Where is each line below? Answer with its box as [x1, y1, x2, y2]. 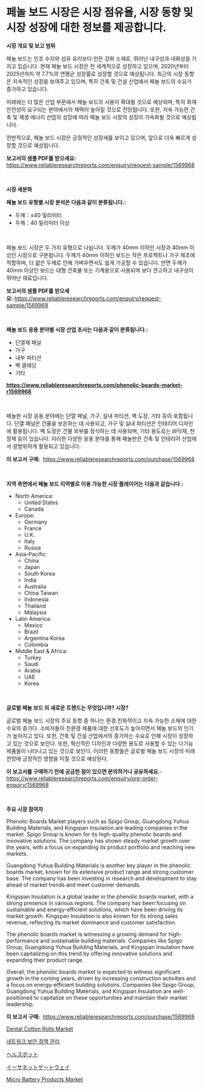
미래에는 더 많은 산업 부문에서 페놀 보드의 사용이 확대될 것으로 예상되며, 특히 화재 [6, 98, 197, 105]
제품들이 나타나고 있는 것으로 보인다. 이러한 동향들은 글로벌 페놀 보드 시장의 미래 [6, 747, 196, 755]
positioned [6, 994, 33, 1001]
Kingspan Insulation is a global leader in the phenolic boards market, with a [6, 893, 194, 900]
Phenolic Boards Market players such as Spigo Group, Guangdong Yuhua [6, 817, 189, 825]
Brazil [24, 627, 39, 635]
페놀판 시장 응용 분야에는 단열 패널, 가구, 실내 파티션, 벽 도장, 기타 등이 [6, 412, 172, 420]
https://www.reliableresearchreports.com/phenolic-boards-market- [6, 381, 183, 389]
